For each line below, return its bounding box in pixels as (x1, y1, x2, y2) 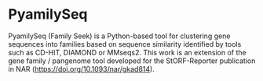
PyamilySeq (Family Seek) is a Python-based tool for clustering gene (8, 31, 231, 40)
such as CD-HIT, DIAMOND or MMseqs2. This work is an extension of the (8, 48, 247, 57)
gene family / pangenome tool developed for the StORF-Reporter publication (8, 56, 256, 65)
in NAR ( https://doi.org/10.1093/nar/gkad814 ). (8, 64, 155, 73)
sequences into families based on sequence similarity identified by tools (8, 39, 242, 48)
